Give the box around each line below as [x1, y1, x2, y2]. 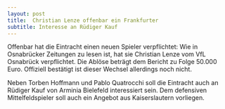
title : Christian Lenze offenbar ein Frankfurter [7, 17, 159, 24]
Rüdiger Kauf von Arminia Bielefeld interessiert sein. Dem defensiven [7, 86, 207, 95]
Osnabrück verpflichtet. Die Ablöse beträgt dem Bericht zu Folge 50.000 [7, 58, 217, 66]
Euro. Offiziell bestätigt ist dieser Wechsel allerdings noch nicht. [7, 65, 192, 74]
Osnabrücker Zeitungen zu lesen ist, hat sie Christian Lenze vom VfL [7, 50, 206, 58]
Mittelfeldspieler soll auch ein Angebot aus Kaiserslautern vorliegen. [7, 94, 205, 102]
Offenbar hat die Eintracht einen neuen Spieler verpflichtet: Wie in [7, 43, 198, 51]
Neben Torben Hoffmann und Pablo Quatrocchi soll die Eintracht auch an [7, 79, 219, 87]
